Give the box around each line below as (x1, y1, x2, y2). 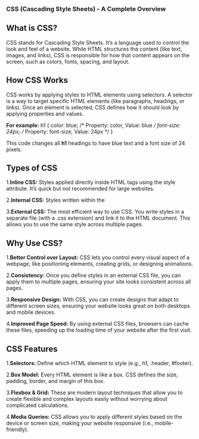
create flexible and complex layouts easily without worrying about (6, 395, 168, 402)
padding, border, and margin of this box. (6, 377, 105, 384)
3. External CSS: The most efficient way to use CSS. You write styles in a (6, 208, 185, 216)
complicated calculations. (6, 401, 70, 409)
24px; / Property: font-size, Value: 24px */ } (6, 127, 113, 135)
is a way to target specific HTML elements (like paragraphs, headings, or (6, 97, 185, 104)
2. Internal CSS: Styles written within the (6, 197, 105, 204)
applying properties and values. (6, 110, 84, 117)
